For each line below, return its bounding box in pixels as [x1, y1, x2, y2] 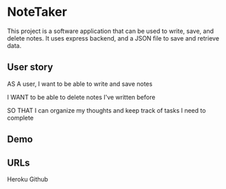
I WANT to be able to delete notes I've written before [7, 93, 155, 101]
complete [7, 113, 34, 122]
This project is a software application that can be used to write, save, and [7, 27, 214, 35]
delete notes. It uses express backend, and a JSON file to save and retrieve [7, 34, 220, 42]
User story [7, 61, 53, 73]
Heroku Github [7, 175, 49, 183]
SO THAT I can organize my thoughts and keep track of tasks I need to [7, 106, 206, 114]
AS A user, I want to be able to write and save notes [7, 80, 153, 88]
